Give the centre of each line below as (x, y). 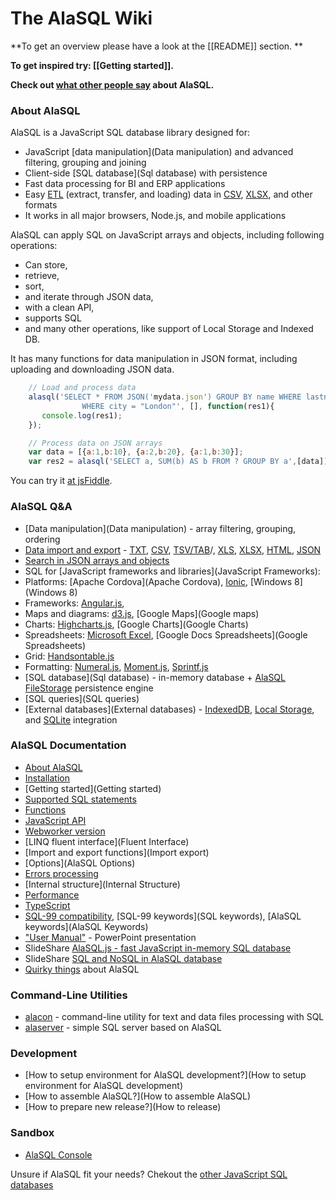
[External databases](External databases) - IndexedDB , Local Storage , (169, 709)
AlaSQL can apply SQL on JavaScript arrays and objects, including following (167, 235)
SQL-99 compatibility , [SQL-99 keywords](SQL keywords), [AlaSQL (163, 916)
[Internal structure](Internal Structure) (102, 884)
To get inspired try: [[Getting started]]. (92, 65)
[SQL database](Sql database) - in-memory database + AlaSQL (155, 677)
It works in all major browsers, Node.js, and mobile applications (155, 216)
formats (41, 205)
